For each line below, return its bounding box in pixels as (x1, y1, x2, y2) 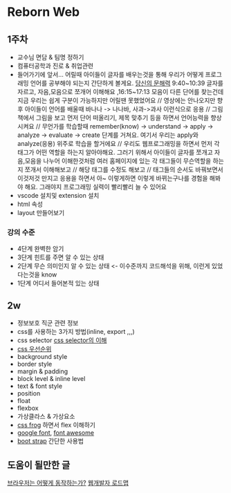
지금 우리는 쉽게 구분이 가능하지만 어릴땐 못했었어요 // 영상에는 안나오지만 (17, 96, 216, 104)
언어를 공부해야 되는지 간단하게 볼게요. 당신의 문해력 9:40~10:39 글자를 (30, 79, 223, 87)
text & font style (17, 382, 63, 391)
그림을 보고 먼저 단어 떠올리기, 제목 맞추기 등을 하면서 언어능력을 (35, 113, 210, 122)
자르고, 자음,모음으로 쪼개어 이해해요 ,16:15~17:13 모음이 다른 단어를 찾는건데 (17, 88, 224, 95)
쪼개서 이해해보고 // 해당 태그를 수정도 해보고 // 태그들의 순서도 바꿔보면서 (24, 165, 223, 174)
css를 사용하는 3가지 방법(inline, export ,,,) (17, 328, 135, 336)
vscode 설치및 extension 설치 (17, 192, 100, 199)
